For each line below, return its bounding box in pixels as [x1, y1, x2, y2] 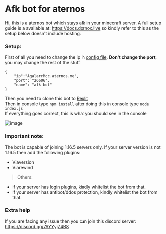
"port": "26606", [14, 78, 50, 83]
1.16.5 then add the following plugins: [5, 149, 81, 155]
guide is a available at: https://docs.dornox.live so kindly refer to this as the [5, 25, 159, 31]
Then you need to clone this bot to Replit [5, 96, 88, 102]
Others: [17, 174, 33, 180]
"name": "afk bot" [14, 82, 52, 88]
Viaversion [12, 159, 34, 165]
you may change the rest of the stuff [5, 60, 80, 66]
